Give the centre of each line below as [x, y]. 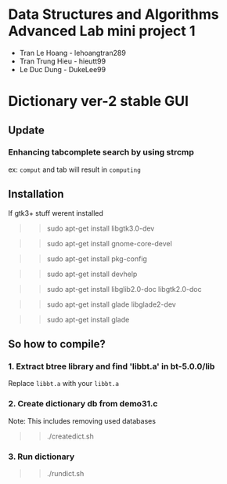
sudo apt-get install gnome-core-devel [109, 243]
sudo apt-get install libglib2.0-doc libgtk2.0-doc [124, 289]
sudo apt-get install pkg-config [97, 258]
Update [27, 130]
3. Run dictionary [41, 457]
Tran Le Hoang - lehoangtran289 [73, 53]
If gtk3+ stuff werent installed [56, 213]
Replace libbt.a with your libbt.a [64, 384]
